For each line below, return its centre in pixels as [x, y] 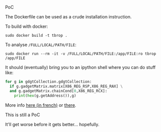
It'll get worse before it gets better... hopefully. [52, 124]
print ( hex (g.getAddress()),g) [45, 96]
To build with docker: [27, 26]
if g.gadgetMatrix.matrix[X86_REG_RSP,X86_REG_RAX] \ [66, 86]
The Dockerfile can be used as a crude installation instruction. [69, 17]
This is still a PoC [23, 115]
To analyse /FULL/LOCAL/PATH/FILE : [41, 45]
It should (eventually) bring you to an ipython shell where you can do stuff [80, 67]
